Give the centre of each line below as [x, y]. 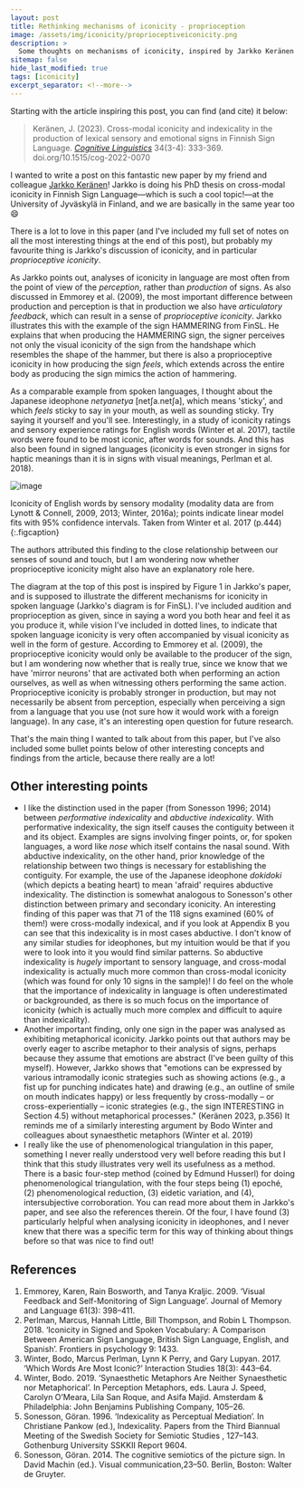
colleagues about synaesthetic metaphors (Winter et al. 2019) [138, 1135]
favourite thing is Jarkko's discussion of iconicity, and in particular [133, 250]
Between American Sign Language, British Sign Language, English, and [156, 1339]
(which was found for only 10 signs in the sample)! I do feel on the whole [158, 981]
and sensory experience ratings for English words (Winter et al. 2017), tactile [153, 429]
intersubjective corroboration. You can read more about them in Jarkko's [159, 1203]
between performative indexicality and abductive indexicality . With [148, 818]
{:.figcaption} [35, 532]
